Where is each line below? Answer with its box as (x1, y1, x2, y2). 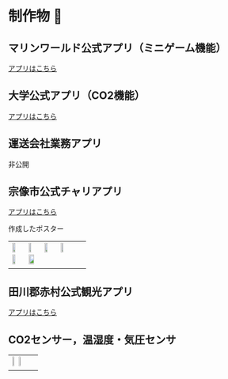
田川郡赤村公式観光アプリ (8, 285, 133, 298)
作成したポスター (8, 224, 64, 233)
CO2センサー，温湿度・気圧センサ (8, 333, 177, 347)
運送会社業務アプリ (8, 137, 102, 150)
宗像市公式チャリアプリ (8, 185, 123, 199)
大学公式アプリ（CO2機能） (8, 89, 145, 103)
